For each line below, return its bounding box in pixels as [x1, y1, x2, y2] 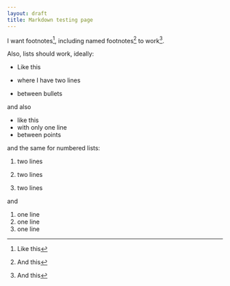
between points [16, 131, 62, 139]
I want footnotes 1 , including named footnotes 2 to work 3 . [7, 35, 165, 45]
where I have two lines [16, 76, 81, 84]
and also [7, 103, 31, 111]
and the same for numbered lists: [7, 144, 101, 152]
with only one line [16, 123, 67, 132]
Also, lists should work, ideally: [7, 49, 94, 58]
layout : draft [7, 10, 48, 17]
